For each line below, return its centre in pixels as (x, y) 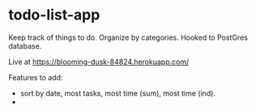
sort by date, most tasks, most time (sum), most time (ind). (118, 93)
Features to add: (36, 77)
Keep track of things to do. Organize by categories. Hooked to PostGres (128, 37)
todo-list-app (54, 15)
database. (25, 45)
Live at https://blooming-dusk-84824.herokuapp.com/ (99, 62)
